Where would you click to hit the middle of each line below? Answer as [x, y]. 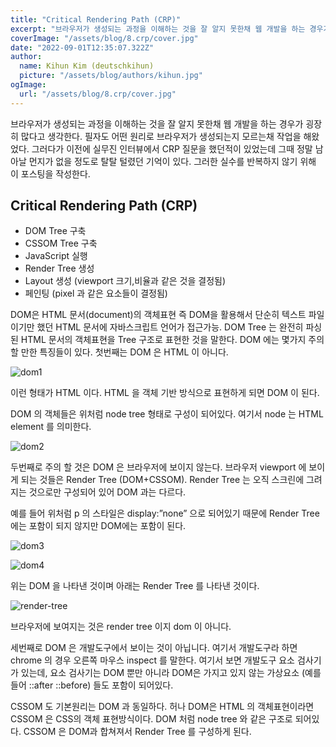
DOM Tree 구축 [55, 231]
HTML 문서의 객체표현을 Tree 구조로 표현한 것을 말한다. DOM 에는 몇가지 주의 [172, 340]
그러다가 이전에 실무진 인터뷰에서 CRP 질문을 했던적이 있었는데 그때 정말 [172, 148]
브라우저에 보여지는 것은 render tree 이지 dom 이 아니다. [121, 627]
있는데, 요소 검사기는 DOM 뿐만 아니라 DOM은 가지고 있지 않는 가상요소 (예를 [171, 673]
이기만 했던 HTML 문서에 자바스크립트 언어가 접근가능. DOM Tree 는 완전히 [157, 327]
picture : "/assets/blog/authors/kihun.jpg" [111, 76]
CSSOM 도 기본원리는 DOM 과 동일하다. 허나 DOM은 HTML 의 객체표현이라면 [162, 707]
